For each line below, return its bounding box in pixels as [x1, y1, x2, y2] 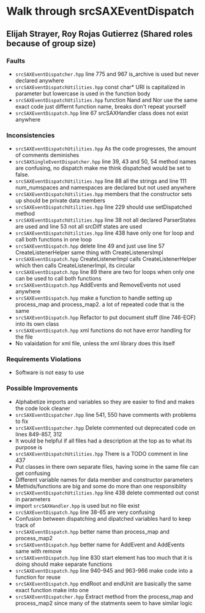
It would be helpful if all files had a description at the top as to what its [15, 437, 192, 444]
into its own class [15, 320, 59, 328]
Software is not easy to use [15, 369, 84, 376]
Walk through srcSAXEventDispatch [6, 4, 195, 18]
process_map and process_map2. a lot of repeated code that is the [15, 301, 185, 308]
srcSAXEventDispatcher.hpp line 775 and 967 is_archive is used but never [15, 70, 199, 78]
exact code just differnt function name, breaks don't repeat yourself [15, 103, 187, 110]
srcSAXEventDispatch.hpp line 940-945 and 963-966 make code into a [15, 567, 193, 574]
